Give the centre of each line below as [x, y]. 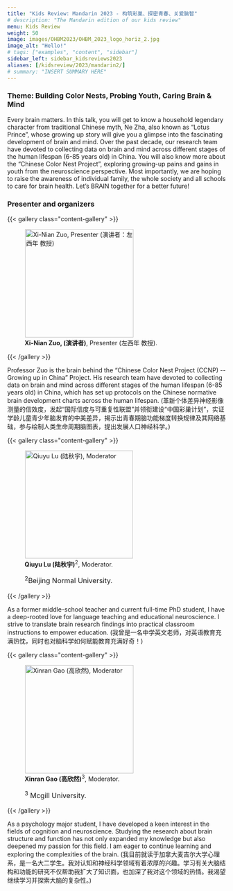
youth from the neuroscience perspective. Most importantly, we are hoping [114, 171]
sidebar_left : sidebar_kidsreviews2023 [65, 59]
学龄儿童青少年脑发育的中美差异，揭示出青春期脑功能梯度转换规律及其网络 [113, 417]
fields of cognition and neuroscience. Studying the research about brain [110, 831]
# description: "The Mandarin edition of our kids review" [94, 20]
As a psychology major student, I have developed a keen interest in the [109, 824]
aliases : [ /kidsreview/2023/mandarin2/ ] [67, 65]
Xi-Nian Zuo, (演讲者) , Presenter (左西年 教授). [91, 343]
